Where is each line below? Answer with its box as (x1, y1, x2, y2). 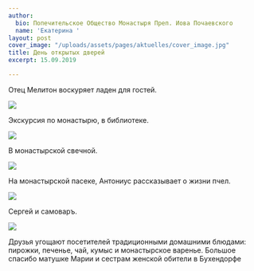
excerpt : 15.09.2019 (8, 57, 77, 65)
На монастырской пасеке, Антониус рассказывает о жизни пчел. (8, 176, 231, 186)
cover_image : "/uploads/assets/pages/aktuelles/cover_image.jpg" (8, 41, 229, 49)
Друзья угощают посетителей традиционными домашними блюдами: (8, 237, 247, 246)
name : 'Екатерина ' (15, 26, 80, 34)
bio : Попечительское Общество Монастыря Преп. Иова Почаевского (15, 19, 233, 27)
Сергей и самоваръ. (8, 206, 77, 216)
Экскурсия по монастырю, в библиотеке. (8, 115, 150, 124)
